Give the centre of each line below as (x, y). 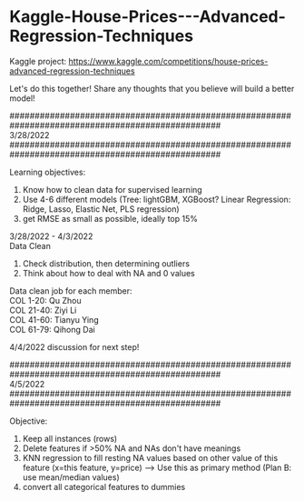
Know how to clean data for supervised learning (112, 189)
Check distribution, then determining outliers (106, 263)
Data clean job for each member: (71, 291)
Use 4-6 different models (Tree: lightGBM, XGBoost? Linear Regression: (157, 199)
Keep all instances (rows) (70, 438)
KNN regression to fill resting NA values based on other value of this (150, 457)
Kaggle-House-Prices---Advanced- (147, 17)
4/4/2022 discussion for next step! (74, 346)
